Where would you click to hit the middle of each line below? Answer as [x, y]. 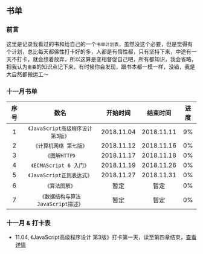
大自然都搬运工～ [27, 74]
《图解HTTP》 [60, 155]
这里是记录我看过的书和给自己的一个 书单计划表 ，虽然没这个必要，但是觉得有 [100, 44]
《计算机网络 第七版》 [60, 146]
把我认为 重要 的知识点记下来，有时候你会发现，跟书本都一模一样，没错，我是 [101, 67]
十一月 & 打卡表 [28, 223]
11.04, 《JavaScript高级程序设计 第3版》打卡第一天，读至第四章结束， [100, 237]
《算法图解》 [60, 186]
